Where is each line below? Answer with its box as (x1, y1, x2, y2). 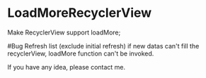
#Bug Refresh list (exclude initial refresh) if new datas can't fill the (7, 41, 200, 50)
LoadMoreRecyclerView (7, 5, 152, 21)
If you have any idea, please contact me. (7, 63, 126, 71)
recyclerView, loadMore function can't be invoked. (7, 49, 154, 58)
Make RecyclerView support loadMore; (7, 28, 121, 37)
